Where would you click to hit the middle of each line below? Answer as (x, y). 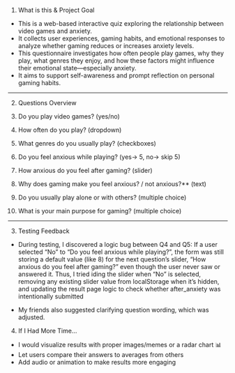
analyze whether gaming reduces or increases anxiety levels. (106, 46)
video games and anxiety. (55, 31)
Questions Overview (47, 103)
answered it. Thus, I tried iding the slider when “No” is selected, (109, 274)
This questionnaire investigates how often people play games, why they (121, 53)
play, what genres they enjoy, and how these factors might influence (116, 61)
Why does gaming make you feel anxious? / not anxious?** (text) (112, 184)
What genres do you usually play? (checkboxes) (87, 143)
